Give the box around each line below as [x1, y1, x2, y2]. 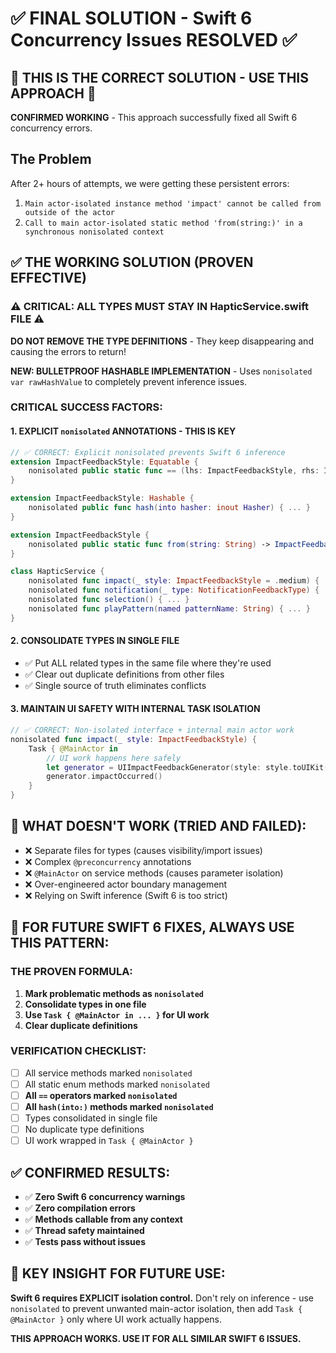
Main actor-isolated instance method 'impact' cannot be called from [24, 198, 322, 209]
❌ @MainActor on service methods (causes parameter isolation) [24, 867, 284, 879]
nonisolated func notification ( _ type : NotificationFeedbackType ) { [28, 585, 320, 596]
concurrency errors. [10, 122, 93, 134]
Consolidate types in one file [24, 998, 147, 1010]
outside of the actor [24, 207, 115, 217]
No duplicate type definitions [24, 1123, 145, 1136]
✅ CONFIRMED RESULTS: [10, 1164, 171, 1181]
